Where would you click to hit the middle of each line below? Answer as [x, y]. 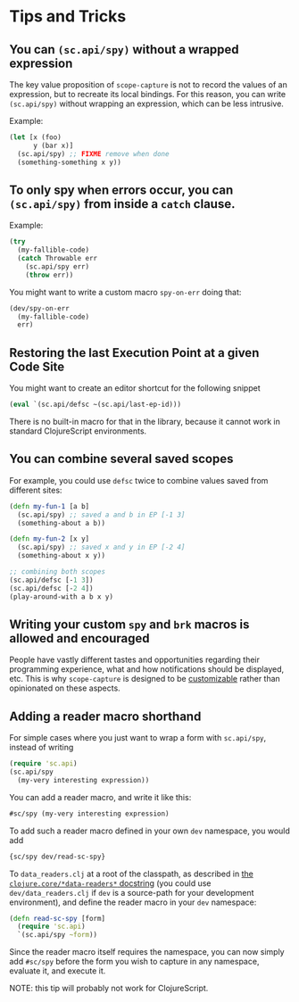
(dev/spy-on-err [39, 308]
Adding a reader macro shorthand [105, 716]
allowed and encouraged [79, 638]
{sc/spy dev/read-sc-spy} [57, 857]
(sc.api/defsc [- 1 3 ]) [51, 580]
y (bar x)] [53, 145]
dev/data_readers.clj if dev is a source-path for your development [132, 892]
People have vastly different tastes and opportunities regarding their [135, 660]
